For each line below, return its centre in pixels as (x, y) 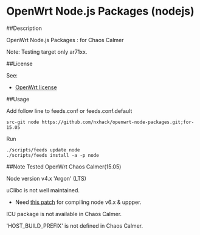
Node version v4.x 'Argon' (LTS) (47, 178)
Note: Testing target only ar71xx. (47, 52)
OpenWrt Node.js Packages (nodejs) (100, 11)
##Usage (18, 99)
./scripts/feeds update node (43, 150)
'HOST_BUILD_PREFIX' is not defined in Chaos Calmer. (75, 226)
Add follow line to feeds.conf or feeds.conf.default (69, 110)
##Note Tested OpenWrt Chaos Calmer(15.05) (64, 167)
